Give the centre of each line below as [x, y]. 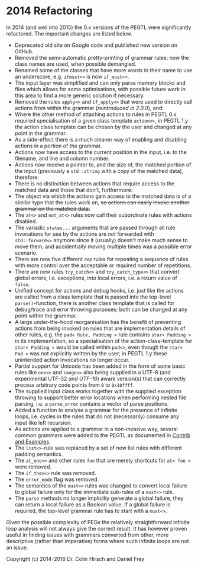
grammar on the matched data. [52, 208]
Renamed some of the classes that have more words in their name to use [103, 70]
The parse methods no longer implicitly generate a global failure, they [99, 498]
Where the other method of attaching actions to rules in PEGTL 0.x [95, 114]
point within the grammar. [46, 316]
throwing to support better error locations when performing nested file [100, 397]
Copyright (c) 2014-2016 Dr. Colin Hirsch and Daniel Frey [75, 559]
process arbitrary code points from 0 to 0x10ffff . [74, 385]
